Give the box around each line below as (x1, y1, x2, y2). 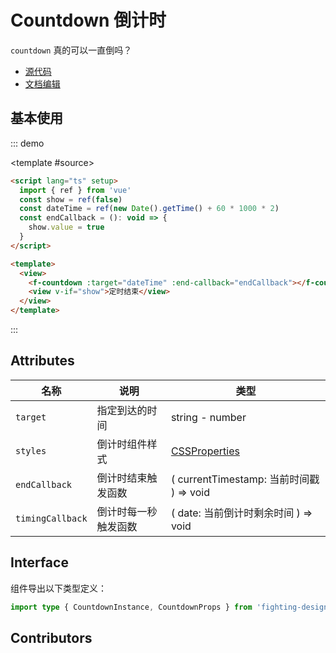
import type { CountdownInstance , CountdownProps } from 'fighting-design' (10, 602, 333, 612)
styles (15, 445, 47, 456)
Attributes (10, 352, 75, 370)
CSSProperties (170, 444, 240, 458)
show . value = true (28, 222, 105, 233)
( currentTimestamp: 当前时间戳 (170, 472, 320, 486)
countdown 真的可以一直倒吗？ (10, 44, 133, 56)
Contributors (10, 629, 93, 646)
